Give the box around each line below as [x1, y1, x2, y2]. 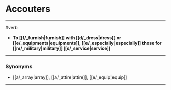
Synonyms [5, 63, 33, 70]
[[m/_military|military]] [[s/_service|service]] [12, 45, 111, 51]
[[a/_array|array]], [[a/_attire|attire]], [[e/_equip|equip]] [12, 74, 127, 80]
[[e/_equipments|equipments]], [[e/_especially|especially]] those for [12, 40, 162, 46]
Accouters [5, 3, 51, 15]
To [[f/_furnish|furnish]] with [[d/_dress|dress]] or [12, 34, 121, 41]
